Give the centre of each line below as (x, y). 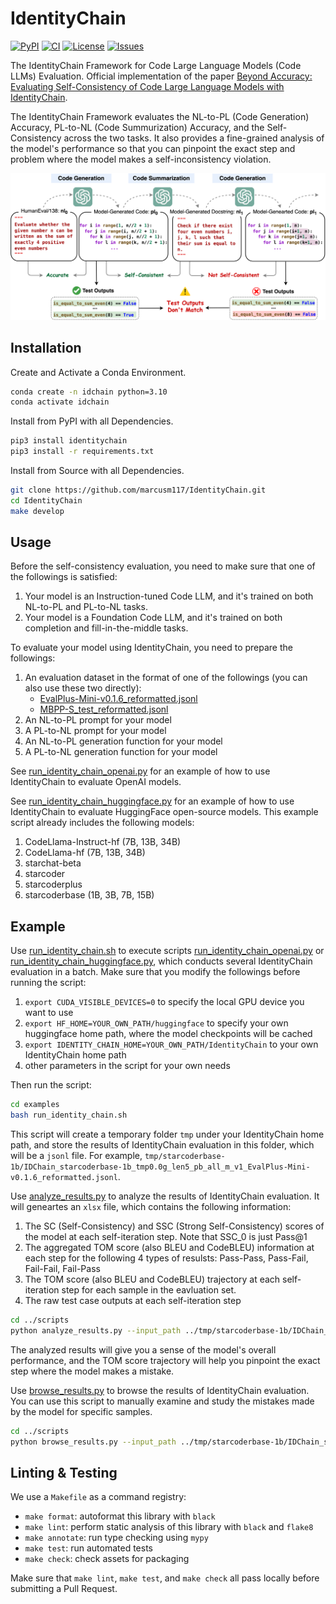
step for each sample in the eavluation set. (149, 1290)
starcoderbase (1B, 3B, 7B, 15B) (89, 895)
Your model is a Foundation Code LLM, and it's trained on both (153, 618)
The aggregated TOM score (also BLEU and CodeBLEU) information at (169, 1248)
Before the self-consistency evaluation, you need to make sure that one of (163, 566)
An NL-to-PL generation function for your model (123, 741)
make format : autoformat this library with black (120, 1516)
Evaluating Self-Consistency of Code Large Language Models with (147, 86)
